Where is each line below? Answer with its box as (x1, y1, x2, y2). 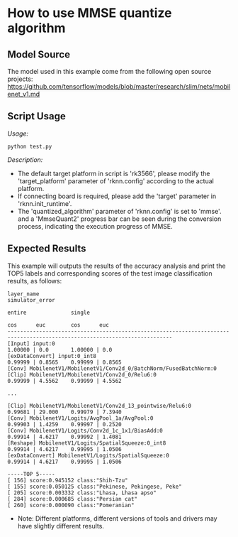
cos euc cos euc (7, 321, 110, 328)
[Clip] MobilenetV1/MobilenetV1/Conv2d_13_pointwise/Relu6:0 (7, 402, 192, 409)
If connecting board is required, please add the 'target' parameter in (17, 192, 217, 200)
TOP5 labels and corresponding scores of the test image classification (7, 268, 212, 278)
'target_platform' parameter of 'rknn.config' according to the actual (17, 176, 214, 185)
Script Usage (7, 110, 66, 122)
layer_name (7, 290, 40, 298)
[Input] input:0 (7, 340, 55, 347)
